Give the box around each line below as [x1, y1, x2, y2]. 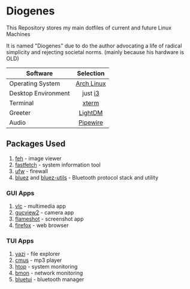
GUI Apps [6, 189, 35, 197]
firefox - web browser [14, 222, 69, 229]
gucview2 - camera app [14, 209, 74, 216]
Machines [6, 30, 31, 37]
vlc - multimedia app [14, 202, 66, 210]
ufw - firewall [14, 167, 48, 175]
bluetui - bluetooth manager [14, 276, 85, 283]
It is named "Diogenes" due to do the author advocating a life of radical [6, 42, 182, 49]
